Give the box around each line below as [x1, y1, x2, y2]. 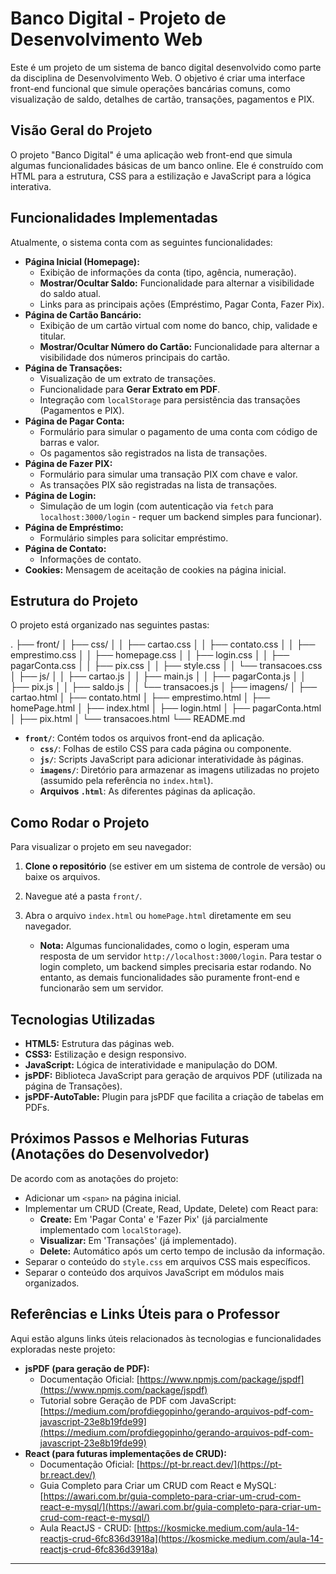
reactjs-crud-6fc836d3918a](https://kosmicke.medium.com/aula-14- [39, 1532, 324, 1544]
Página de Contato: [24, 542, 107, 554]
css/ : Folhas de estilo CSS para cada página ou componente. [39, 743, 292, 755]
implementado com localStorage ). [39, 1223, 182, 1236]
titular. [39, 330, 67, 342]
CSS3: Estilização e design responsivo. [24, 1048, 187, 1060]
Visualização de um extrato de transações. [39, 372, 217, 384]
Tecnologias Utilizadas [10, 1011, 156, 1028]
